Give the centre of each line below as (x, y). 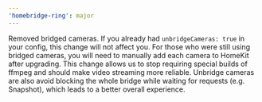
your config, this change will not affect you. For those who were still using (129, 47)
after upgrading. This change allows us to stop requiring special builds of (128, 64)
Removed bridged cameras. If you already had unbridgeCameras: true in (127, 38)
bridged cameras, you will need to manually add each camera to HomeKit (129, 55)
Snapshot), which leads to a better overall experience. (97, 89)
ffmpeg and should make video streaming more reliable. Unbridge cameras (131, 72)
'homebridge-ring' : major (51, 16)
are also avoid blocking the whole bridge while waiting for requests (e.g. (127, 80)
